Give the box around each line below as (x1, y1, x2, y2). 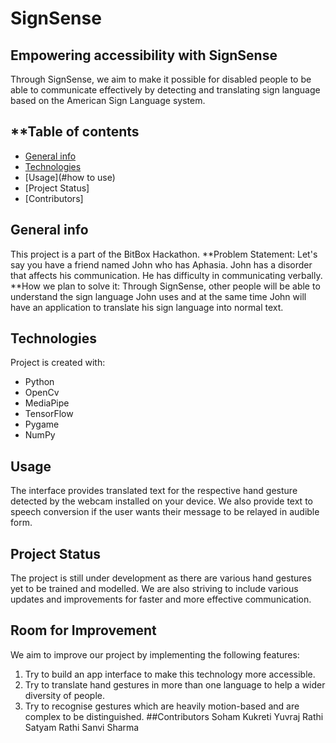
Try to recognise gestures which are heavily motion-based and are (24, 700, 300, 712)
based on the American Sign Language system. (10, 95, 206, 106)
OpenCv (24, 387, 60, 399)
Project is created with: (10, 357, 106, 369)
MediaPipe (24, 397, 70, 409)
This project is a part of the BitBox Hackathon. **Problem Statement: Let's (10, 248, 318, 260)
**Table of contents (10, 123, 140, 141)
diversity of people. (24, 689, 106, 701)
